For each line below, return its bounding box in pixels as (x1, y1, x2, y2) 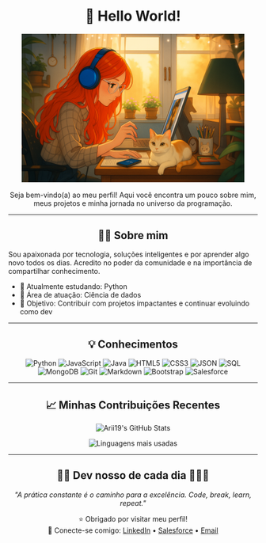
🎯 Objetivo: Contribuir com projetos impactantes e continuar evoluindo (19, 298, 250, 308)
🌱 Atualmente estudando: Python (19, 282, 128, 291)
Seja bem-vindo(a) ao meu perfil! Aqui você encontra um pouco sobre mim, (9, 190, 256, 199)
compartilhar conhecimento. (8, 267, 101, 276)
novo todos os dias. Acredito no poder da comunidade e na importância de (8, 258, 253, 268)
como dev (19, 307, 53, 317)
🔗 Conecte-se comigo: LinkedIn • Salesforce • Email (47, 526, 219, 535)
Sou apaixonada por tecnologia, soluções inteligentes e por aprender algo (8, 249, 249, 260)
